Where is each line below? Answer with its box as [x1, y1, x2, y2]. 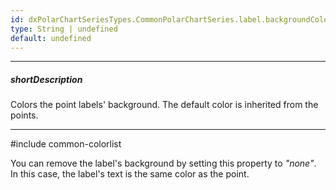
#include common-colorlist [10, 138, 122, 150]
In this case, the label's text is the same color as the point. [10, 168, 250, 180]
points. [10, 109, 39, 121]
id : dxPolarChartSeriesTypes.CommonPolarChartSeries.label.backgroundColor [10, 14, 333, 25]
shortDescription [10, 73, 83, 85]
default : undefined [10, 33, 92, 43]
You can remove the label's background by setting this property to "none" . [10, 157, 317, 170]
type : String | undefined [10, 24, 118, 34]
